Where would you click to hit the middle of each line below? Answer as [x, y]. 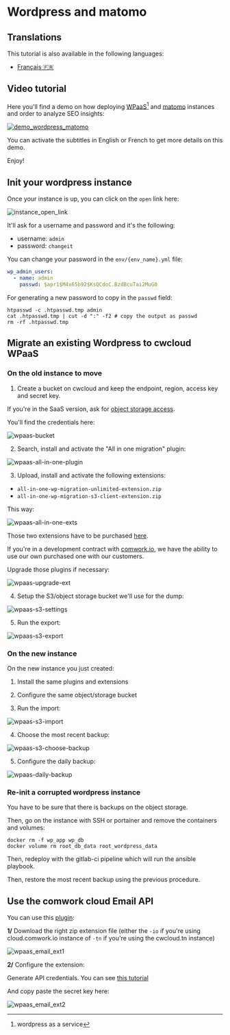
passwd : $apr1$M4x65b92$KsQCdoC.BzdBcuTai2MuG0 [88, 285]
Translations [35, 37]
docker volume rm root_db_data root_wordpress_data [82, 847]
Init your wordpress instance [69, 182]
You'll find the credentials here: [51, 422]
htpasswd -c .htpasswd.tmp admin [55, 310]
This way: [21, 509]
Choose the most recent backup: [63, 734]
